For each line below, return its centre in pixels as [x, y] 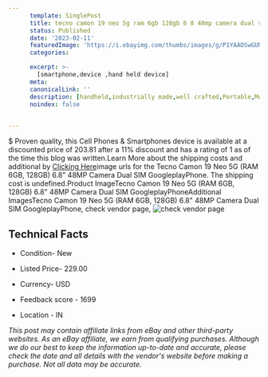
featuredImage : [55, 45]
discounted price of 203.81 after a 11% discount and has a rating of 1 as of [130, 150]
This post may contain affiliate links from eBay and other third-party [121, 330]
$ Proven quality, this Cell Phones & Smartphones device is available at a [128, 141]
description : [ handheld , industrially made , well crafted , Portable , [142, 96]
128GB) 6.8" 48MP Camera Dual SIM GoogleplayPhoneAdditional [115, 192]
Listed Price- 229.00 [53, 269]
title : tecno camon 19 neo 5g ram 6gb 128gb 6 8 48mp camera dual [142, 23]
